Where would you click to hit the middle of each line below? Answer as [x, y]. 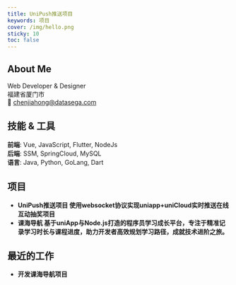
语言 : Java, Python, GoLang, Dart [55, 162]
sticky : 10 [23, 34]
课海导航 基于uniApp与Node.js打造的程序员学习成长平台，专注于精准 [118, 223]
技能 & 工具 [31, 126]
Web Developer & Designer [47, 86]
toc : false [23, 40]
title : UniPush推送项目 [40, 14]
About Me [29, 69]
